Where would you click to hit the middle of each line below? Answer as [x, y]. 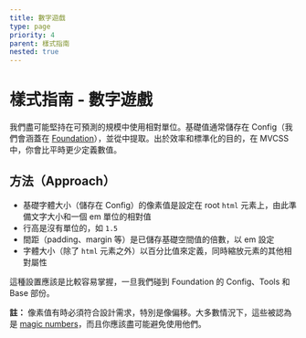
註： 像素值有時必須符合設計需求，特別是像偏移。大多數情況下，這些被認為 [151, 312]
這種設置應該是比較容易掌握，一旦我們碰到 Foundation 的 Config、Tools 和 [150, 281]
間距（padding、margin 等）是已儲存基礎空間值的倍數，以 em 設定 [148, 239]
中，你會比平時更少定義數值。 [65, 150]
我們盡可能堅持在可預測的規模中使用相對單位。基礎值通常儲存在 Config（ [147, 127]
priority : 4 [32, 35]
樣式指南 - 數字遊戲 [81, 100]
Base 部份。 [32, 292]
